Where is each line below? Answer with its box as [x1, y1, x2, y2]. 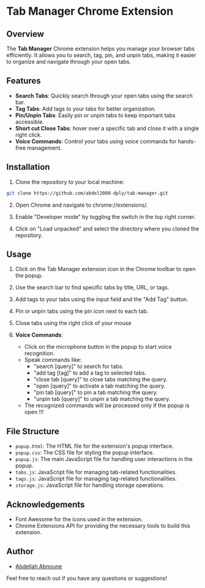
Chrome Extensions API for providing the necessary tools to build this [15, 522, 191, 529]
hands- [177, 137, 196, 145]
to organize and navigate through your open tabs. [6, 58, 132, 65]
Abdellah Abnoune [15, 562, 62, 570]
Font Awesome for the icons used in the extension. [15, 515, 143, 522]
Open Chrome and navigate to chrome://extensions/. [15, 201, 148, 208]
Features [6, 75, 41, 86]
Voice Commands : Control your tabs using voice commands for [15, 137, 177, 145]
